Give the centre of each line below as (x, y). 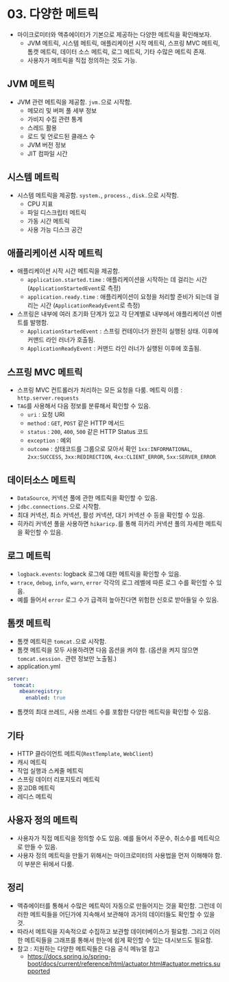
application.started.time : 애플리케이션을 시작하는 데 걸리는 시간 (117, 280)
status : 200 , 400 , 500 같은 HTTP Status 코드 (88, 432)
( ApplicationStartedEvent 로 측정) (74, 288)
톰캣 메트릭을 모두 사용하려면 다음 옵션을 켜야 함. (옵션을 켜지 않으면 (108, 650)
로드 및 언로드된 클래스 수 (61, 136)
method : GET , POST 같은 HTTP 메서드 (76, 423)
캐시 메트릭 (32, 762)
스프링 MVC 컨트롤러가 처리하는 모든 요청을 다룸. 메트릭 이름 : (100, 390)
